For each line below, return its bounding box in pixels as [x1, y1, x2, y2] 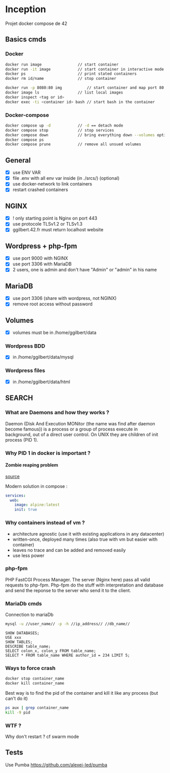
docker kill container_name [5, 681, 65, 686]
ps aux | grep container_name [5, 705, 69, 710]
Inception [5, 4, 47, 15]
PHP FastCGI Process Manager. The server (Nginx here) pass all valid [5, 576, 150, 582]
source [5, 473, 20, 479]
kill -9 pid [5, 710, 30, 715]
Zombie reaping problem [5, 462, 58, 468]
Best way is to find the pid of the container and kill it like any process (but [5, 690, 158, 696]
